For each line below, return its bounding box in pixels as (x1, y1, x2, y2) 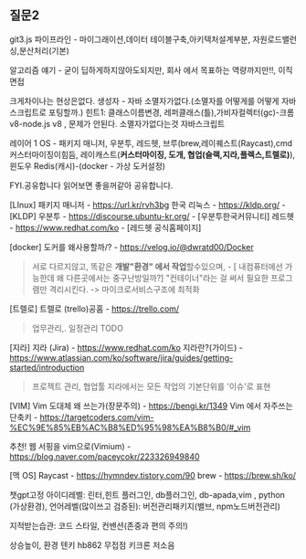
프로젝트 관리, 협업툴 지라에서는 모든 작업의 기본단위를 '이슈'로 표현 (31, 381, 271, 392)
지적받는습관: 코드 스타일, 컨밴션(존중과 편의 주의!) (9, 520, 189, 531)
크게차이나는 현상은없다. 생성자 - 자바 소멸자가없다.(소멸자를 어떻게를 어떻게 (9, 95, 280, 106)
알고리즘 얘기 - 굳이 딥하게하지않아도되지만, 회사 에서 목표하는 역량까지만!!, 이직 (9, 64, 293, 75)
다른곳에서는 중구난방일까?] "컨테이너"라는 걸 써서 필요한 (66, 272, 269, 283)
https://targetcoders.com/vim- (39, 411, 154, 422)
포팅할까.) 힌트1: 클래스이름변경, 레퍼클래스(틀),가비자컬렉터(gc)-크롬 (48, 107, 295, 118)
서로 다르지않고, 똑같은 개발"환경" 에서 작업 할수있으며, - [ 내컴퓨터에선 (31, 260, 283, 271)
